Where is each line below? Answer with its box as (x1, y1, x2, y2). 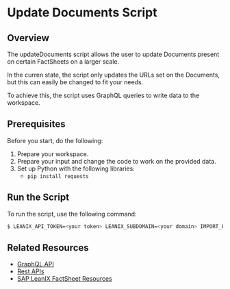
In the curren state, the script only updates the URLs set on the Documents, (7, 71, 220, 79)
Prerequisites (7, 118, 66, 130)
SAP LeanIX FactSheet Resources (16, 275, 112, 283)
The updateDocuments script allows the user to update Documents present (7, 50, 220, 58)
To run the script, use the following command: (7, 210, 137, 218)
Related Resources (7, 242, 89, 253)
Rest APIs (16, 267, 44, 275)
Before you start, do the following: (7, 136, 103, 144)
